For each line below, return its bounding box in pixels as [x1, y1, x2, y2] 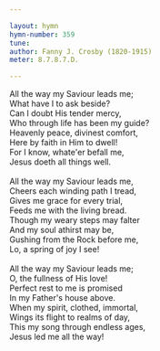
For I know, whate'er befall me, [9, 147, 125, 158]
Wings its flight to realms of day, [9, 312, 130, 323]
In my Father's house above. [9, 292, 116, 303]
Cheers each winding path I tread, [9, 186, 137, 197]
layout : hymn [9, 21, 59, 30]
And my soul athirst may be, [9, 225, 115, 236]
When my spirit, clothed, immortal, [9, 303, 139, 314]
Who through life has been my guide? [9, 118, 150, 129]
